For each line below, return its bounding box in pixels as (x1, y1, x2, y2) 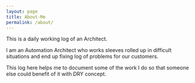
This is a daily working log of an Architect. (6, 36, 108, 43)
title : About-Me (6, 14, 46, 20)
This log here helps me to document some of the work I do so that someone (6, 64, 189, 71)
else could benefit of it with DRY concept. (6, 71, 107, 78)
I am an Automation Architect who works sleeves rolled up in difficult (6, 47, 172, 54)
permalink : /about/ (6, 19, 54, 25)
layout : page (6, 8, 38, 15)
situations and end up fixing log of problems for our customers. (6, 53, 159, 60)
